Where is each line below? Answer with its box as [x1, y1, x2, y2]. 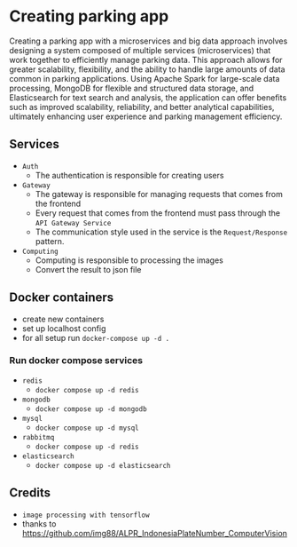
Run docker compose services [9, 354, 144, 367]
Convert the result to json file [35, 264, 142, 274]
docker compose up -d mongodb [35, 404, 148, 414]
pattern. [35, 235, 65, 246]
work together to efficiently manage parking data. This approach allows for [9, 54, 283, 65]
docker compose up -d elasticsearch [35, 461, 171, 470]
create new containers [21, 313, 105, 324]
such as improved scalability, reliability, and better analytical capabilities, [9, 101, 275, 112]
